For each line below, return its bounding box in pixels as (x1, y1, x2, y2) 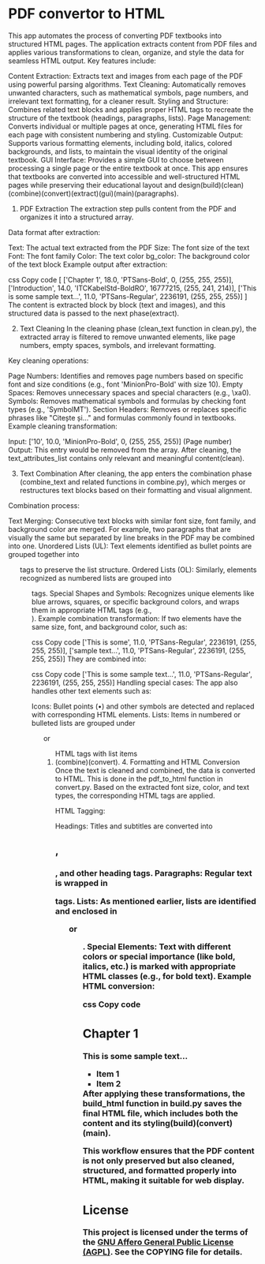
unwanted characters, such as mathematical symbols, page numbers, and (8, 88, 248, 97)
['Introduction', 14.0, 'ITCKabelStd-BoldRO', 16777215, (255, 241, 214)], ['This (8, 283, 257, 293)
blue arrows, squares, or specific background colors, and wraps (31, 596, 240, 606)
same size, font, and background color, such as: (31, 622, 188, 631)
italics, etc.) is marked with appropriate (82, 961, 237, 972)
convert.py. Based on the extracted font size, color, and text (54, 782, 250, 791)
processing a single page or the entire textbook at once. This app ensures (8, 163, 248, 173)
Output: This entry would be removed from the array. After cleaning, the (8, 445, 242, 454)
